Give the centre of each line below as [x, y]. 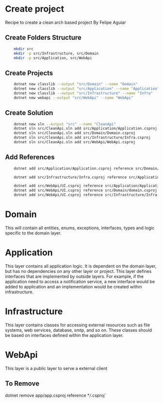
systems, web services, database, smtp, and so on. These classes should [79, 330]
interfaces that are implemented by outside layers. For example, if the [74, 276]
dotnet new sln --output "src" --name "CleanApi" [65, 124]
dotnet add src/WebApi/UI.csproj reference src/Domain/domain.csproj [86, 190]
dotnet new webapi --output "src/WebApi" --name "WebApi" [73, 98]
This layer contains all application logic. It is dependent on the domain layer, [81, 266]
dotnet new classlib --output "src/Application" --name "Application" [87, 89]
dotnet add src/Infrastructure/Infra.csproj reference [70, 177]
